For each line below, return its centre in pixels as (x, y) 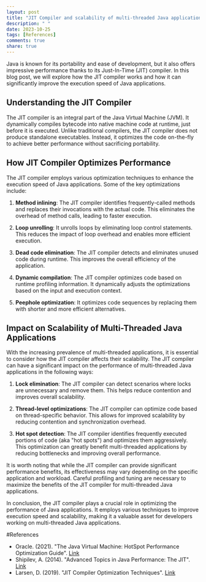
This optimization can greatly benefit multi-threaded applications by (101, 447)
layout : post (23, 12)
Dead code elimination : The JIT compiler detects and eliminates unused (107, 252)
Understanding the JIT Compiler (69, 103)
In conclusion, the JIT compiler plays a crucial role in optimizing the (91, 503)
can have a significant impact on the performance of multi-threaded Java (99, 365)
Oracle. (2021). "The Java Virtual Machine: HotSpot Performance (97, 546)
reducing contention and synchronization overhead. (81, 422)
